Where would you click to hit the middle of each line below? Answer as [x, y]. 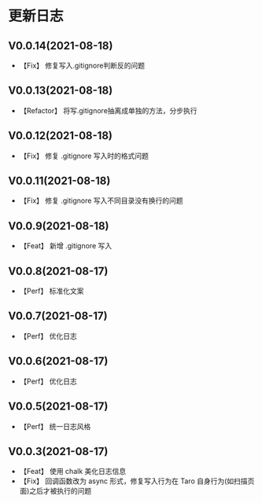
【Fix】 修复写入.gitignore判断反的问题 [82, 65]
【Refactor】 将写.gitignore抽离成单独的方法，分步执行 [109, 110]
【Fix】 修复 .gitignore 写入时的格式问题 [84, 156]
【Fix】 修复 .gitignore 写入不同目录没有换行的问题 [101, 200]
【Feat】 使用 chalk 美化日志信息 [73, 472]
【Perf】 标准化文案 [52, 291]
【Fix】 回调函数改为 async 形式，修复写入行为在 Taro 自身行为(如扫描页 [137, 481]
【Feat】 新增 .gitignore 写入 [66, 246]
